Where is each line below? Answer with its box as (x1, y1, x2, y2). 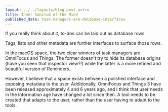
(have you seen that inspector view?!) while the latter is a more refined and (5, 61, 161, 67)
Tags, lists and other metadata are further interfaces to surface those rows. (5, 40, 162, 46)
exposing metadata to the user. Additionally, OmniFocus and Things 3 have (5, 81, 161, 87)
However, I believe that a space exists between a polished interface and (5, 76, 155, 82)
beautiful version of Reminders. (5, 66, 71, 72)
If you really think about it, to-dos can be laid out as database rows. (5, 31, 146, 37)
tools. (5, 102, 17, 108)
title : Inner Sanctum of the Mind (5, 12, 78, 17)
